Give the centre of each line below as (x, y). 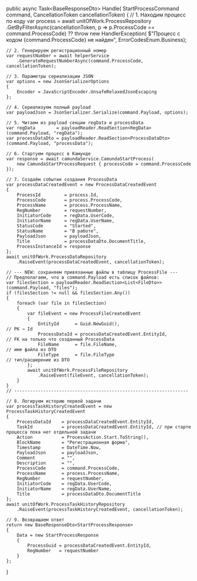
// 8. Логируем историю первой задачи (54, 401)
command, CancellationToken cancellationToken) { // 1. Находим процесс (96, 15)
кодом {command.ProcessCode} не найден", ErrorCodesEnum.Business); (96, 40)
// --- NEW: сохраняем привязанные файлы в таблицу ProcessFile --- (92, 272)
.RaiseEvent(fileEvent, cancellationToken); (93, 375)
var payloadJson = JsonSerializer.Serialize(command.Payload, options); (97, 113)
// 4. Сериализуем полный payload (49, 107)
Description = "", (46, 463)
